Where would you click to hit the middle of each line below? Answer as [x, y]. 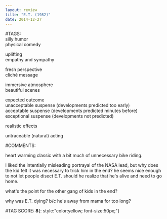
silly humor [17, 39]
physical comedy [23, 45]
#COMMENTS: [21, 145]
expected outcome [25, 100]
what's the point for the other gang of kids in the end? [61, 191]
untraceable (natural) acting [34, 136]
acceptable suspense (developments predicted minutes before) [71, 111]
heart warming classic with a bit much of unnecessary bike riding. [74, 156]
